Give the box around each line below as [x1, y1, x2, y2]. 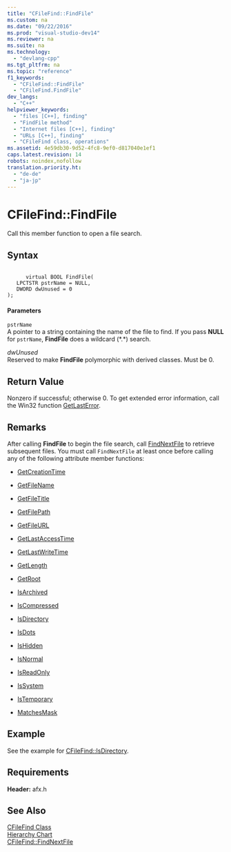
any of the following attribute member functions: [7, 454, 145, 462]
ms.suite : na [7, 42, 45, 49]
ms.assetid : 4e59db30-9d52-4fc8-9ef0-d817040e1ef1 [7, 145, 156, 152]
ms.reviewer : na [7, 36, 54, 43]
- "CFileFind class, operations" [13, 139, 110, 146]
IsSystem [17, 681, 44, 690]
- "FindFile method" [13, 119, 72, 126]
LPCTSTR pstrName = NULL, [16, 280, 91, 287]
